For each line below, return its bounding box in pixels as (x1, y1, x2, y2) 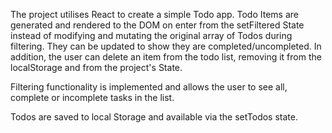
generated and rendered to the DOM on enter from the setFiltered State (10, 19, 305, 31)
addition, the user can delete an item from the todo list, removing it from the (10, 51, 322, 63)
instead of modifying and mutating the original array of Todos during (10, 30, 293, 41)
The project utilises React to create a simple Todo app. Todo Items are (10, 9, 299, 20)
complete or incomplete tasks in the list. (10, 92, 175, 103)
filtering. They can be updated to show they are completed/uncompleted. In (10, 40, 322, 52)
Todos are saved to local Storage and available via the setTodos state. (10, 111, 298, 123)
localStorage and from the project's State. (10, 62, 183, 73)
